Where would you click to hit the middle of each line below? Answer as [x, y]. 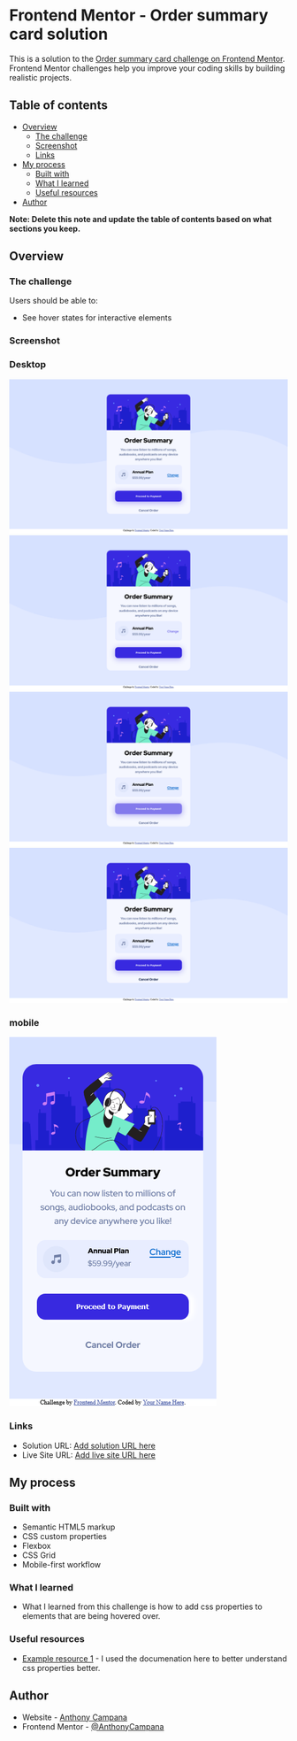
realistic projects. [41, 77]
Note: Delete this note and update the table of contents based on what [141, 219]
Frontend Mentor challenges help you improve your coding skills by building [147, 68]
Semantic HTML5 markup [69, 1527]
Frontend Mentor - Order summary [139, 15]
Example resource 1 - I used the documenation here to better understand [154, 1658]
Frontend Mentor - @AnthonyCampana [93, 1726]
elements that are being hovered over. [91, 1616]
